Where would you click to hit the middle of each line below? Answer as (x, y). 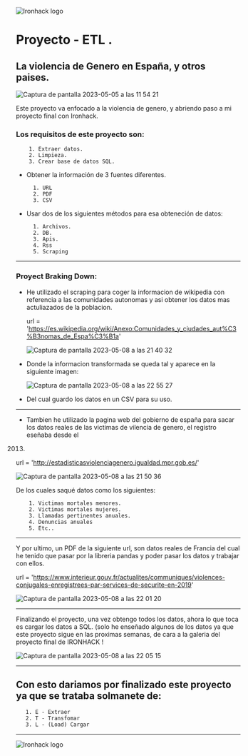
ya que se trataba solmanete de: (89, 696)
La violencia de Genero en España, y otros (111, 66)
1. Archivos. (52, 227)
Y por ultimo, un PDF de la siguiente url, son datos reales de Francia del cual (128, 548)
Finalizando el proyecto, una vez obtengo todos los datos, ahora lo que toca (127, 619)
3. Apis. (46, 239)
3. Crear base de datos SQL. (72, 162)
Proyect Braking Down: (57, 276)
